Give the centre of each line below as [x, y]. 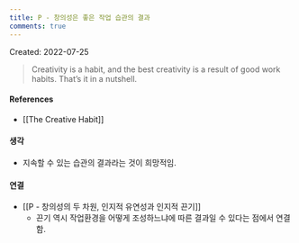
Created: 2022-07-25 [49, 51]
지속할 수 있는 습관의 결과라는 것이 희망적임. [100, 162]
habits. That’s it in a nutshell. [84, 78]
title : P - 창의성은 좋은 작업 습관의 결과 [80, 18]
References [32, 99]
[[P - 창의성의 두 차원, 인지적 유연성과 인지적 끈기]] [111, 207]
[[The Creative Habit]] [63, 119]
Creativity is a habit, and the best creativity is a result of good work [156, 69]
